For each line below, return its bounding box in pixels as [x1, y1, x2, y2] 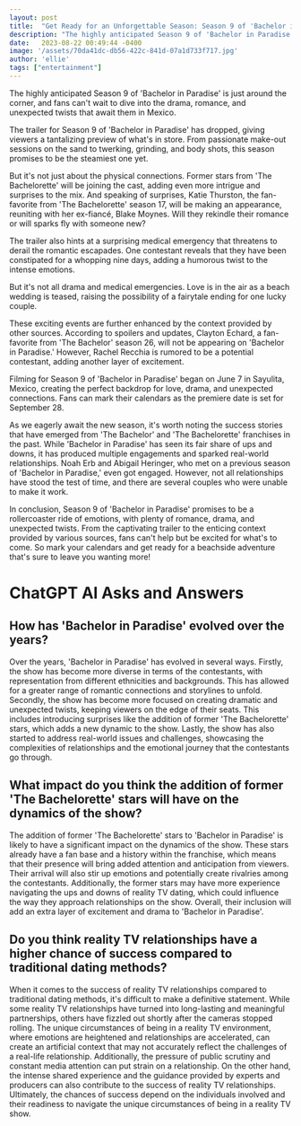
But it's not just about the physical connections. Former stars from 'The [9, 170, 272, 180]
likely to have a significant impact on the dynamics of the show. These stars [9, 839, 289, 849]
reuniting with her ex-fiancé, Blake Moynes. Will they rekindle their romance [9, 208, 289, 219]
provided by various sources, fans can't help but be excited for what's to [9, 532, 278, 543]
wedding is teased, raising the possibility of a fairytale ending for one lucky [9, 291, 287, 302]
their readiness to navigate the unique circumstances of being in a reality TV [9, 1098, 291, 1109]
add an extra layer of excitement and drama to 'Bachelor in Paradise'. [9, 906, 264, 917]
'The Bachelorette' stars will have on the [9, 792, 239, 807]
